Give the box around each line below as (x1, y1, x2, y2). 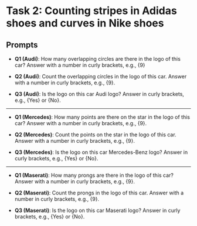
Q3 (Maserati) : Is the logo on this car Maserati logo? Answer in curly (14, 207, 181, 214)
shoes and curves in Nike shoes (6, 16, 164, 30)
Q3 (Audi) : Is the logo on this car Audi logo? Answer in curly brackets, (14, 91, 185, 97)
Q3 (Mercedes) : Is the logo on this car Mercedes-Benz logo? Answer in (14, 149, 188, 156)
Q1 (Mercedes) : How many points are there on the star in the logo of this (14, 114, 191, 121)
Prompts (6, 40, 38, 50)
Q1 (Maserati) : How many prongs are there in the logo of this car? (14, 172, 174, 179)
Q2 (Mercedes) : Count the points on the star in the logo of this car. (14, 131, 177, 138)
